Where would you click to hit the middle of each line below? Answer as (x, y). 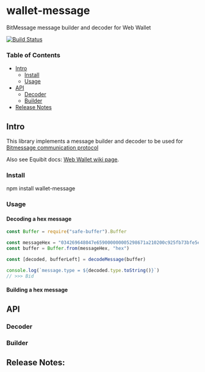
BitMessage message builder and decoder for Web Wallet (79, 27)
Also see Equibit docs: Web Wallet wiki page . (63, 160)
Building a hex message (37, 290)
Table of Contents (34, 55)
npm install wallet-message (41, 188)
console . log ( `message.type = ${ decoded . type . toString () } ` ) (83, 270)
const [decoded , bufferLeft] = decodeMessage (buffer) (76, 260)
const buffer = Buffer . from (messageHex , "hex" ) (68, 249)
